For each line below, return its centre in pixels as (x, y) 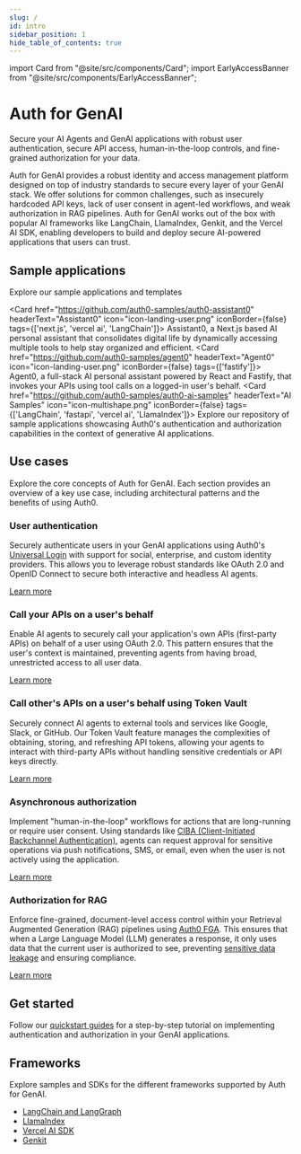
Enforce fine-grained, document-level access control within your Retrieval (146, 920)
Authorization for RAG (58, 900)
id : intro (28, 26)
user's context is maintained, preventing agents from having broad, (133, 653)
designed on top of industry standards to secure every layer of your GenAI (146, 185)
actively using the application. (64, 859)
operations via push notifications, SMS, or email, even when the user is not (147, 850)
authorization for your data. (90, 158)
